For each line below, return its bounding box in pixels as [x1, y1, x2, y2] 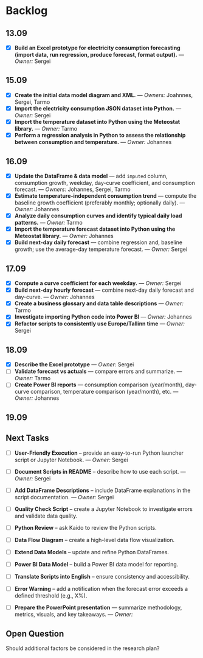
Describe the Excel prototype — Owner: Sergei [14, 361, 134, 368]
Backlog [5, 4, 48, 18]
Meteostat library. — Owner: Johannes [14, 233, 114, 240]
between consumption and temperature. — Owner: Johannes [14, 139, 172, 146]
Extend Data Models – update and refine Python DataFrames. [14, 548, 170, 555]
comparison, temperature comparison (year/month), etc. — [30, 388, 179, 396]
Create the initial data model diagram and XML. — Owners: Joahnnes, [14, 91, 193, 98]
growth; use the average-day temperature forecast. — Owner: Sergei [14, 245, 188, 253]
